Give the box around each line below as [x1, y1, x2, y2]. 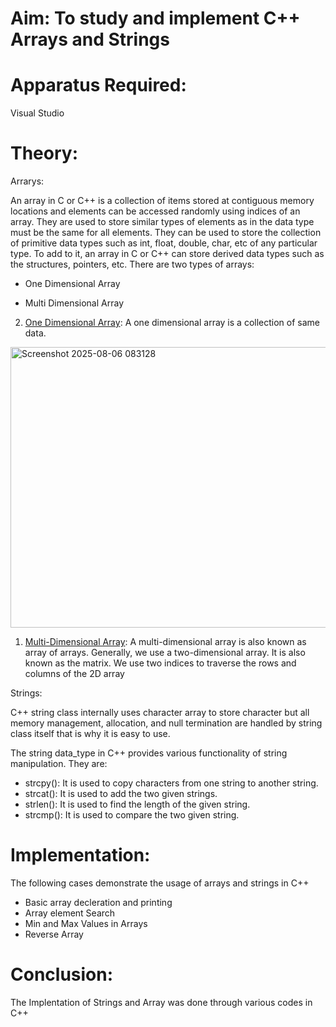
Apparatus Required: [10, 74, 187, 97]
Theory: [10, 142, 79, 165]
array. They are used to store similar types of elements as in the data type [10, 216, 315, 228]
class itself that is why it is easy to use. [10, 728, 171, 740]
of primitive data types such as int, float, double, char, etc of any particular [10, 237, 318, 249]
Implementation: [10, 844, 151, 867]
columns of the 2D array [24, 668, 125, 680]
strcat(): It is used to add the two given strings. [24, 788, 218, 800]
